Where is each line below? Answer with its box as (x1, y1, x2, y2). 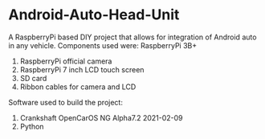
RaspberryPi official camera (19, 56, 112, 66)
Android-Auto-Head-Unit (8, 6, 180, 24)
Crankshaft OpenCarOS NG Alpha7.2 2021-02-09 (19, 112, 183, 122)
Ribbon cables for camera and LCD (19, 82, 137, 92)
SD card (19, 73, 47, 83)
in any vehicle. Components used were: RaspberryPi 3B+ (8, 40, 198, 50)
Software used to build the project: (8, 97, 123, 107)
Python (19, 121, 44, 131)
